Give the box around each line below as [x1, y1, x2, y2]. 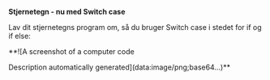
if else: [8, 32, 31, 40]
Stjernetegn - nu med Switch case [8, 7, 126, 16]
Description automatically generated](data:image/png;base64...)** [8, 62, 231, 72]
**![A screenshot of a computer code [8, 47, 135, 56]
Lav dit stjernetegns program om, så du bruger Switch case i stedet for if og [8, 23, 262, 32]
